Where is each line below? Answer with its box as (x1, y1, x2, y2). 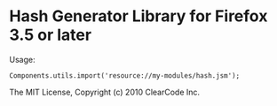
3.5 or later (9, 25, 91, 45)
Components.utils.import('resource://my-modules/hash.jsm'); (9, 71, 241, 80)
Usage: (9, 54, 36, 64)
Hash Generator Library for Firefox (9, 6, 268, 26)
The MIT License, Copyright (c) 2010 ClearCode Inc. (9, 87, 201, 97)
